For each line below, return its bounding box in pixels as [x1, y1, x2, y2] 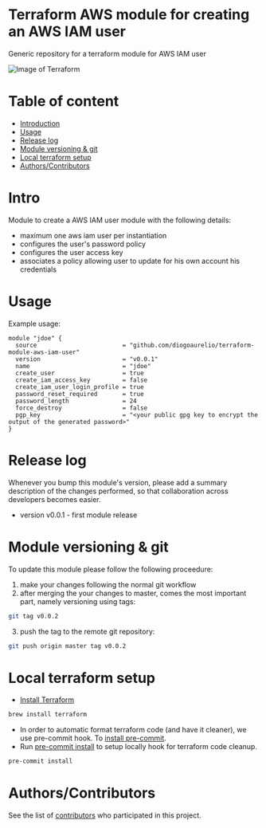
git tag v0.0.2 [8, 612, 59, 620]
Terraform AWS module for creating [8, 6, 250, 24]
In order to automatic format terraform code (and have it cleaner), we [19, 725, 247, 735]
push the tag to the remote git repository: [19, 626, 155, 636]
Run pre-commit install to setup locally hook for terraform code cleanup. [19, 742, 257, 751]
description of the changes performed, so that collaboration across [8, 486, 229, 496]
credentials [19, 265, 57, 274]
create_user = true [15, 369, 145, 377]
